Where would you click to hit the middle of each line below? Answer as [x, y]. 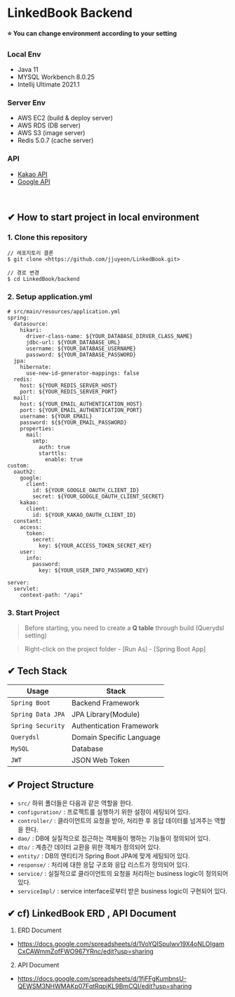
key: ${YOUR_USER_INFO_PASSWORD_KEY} [94, 570]
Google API [34, 182]
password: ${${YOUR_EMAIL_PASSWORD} [74, 422]
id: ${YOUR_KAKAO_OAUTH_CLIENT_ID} [85, 515]
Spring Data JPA [38, 714]
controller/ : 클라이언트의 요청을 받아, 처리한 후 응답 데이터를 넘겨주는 [115, 820]
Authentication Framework [115, 725]
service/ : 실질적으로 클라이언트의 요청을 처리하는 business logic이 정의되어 [123, 873]
